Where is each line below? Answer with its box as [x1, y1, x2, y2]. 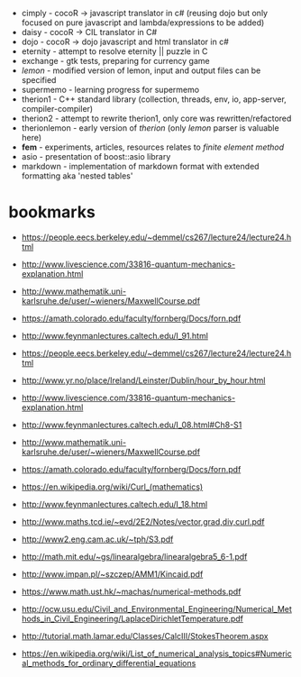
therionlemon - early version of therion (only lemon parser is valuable [21, 123, 280, 133]
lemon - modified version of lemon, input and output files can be [21, 65, 261, 76]
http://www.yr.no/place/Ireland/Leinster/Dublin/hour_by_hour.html [21, 374, 266, 386]
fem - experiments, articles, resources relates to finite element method [21, 142, 285, 152]
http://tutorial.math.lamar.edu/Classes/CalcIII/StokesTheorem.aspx [21, 630, 269, 641]
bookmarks [8, 202, 96, 223]
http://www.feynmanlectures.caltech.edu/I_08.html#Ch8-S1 [21, 419, 242, 430]
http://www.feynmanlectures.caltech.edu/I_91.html [21, 330, 209, 341]
